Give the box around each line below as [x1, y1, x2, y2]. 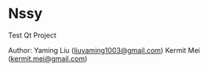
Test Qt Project [8, 30, 57, 40]
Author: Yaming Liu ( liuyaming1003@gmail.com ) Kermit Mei [8, 45, 200, 55]
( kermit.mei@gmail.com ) [8, 54, 88, 63]
